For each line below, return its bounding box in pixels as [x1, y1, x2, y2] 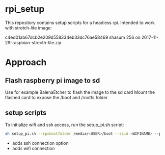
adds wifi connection [12, 145, 55, 151]
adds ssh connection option [12, 140, 69, 146]
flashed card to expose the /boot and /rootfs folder [5, 94, 108, 100]
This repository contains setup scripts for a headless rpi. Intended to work [5, 20, 155, 26]
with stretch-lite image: [5, 25, 52, 30]
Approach [5, 57, 47, 68]
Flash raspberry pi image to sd [5, 76, 100, 84]
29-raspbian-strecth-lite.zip [5, 39, 61, 45]
